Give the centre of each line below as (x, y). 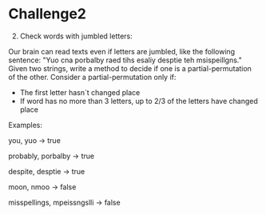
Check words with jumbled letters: (76, 36)
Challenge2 (47, 14)
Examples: (25, 125)
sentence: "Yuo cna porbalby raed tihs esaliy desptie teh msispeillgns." (125, 60)
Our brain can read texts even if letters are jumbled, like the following (122, 51)
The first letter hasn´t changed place (80, 92)
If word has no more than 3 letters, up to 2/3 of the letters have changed (139, 101)
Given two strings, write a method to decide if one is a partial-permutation (130, 68)
